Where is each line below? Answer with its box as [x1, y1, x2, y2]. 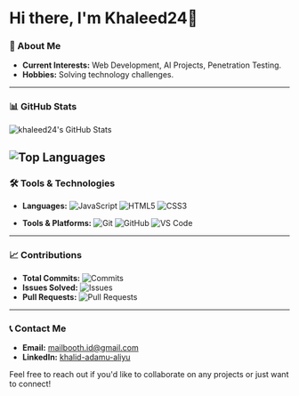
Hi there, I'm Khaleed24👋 [9, 8, 198, 28]
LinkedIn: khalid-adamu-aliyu [21, 352, 131, 363]
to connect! [9, 378, 52, 390]
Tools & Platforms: [21, 218, 92, 229]
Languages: [21, 200, 68, 212]
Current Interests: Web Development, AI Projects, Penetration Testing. [21, 60, 282, 70]
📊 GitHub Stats [9, 101, 77, 113]
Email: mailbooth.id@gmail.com [21, 343, 140, 353]
